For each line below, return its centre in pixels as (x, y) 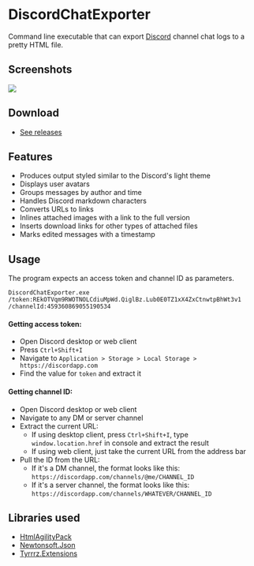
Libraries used (44, 517)
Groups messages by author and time (80, 193)
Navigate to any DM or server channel (81, 418)
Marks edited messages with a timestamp (87, 234)
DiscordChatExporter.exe (49, 293)
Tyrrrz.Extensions (48, 553)
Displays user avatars (55, 184)
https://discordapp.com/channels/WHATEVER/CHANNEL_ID (121, 494)
